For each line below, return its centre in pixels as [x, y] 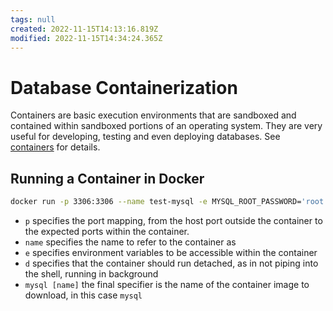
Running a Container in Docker [107, 178]
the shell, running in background [91, 274]
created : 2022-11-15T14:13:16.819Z [84, 29]
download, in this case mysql [83, 295]
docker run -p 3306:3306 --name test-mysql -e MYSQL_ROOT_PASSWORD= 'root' [169, 202]
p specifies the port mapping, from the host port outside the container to [173, 220]
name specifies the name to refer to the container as [130, 242]
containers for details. [55, 147]
